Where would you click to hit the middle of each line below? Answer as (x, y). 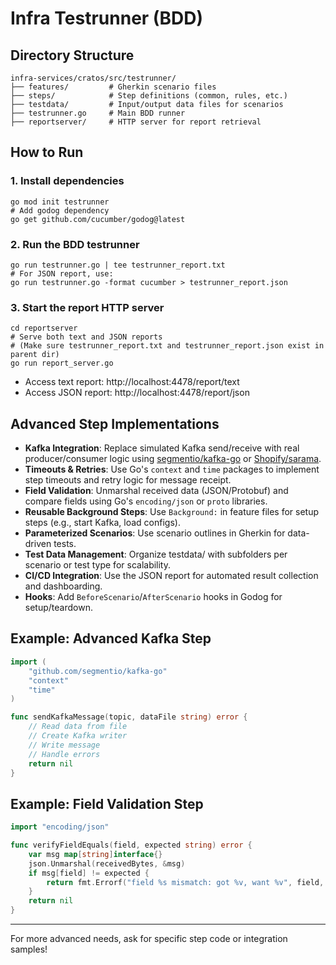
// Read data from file (78, 727)
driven (38, 544)
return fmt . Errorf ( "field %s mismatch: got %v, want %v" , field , (185, 882)
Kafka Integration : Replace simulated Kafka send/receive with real (162, 448)
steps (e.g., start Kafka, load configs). (102, 523)
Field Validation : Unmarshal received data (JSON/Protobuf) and (156, 491)
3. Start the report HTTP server (87, 307)
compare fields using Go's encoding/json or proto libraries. (146, 501)
